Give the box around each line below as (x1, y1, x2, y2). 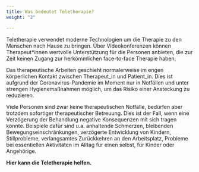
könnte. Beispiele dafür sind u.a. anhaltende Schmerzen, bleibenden (6, 122, 173, 129)
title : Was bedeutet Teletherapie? (6, 8, 94, 15)
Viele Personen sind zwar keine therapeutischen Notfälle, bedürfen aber (6, 103, 183, 110)
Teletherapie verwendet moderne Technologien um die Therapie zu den (6, 36, 182, 43)
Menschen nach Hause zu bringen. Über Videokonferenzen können (6, 42, 171, 49)
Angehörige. (6, 147, 37, 155)
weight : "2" (6, 14, 36, 20)
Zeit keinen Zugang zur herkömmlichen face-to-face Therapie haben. (6, 55, 176, 62)
